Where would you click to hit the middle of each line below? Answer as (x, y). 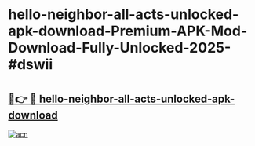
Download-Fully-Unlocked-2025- (120, 48)
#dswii (31, 65)
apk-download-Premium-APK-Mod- (128, 31)
